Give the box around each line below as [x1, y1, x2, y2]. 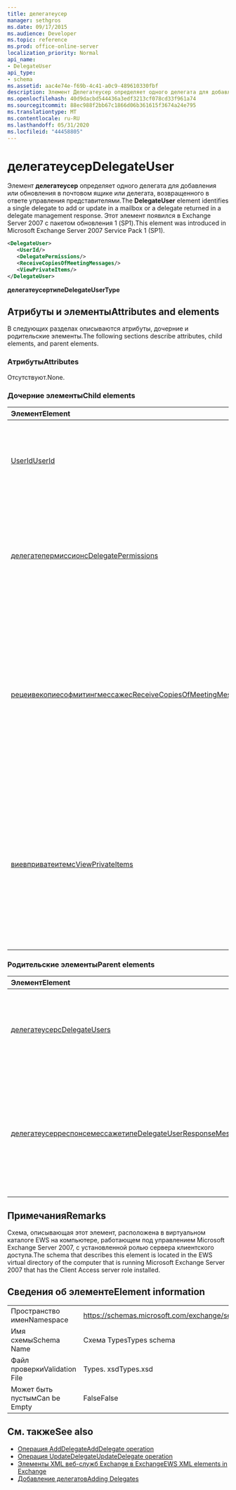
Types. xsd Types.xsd [83, 1364, 153, 1374]
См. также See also [7, 1426, 93, 1438]
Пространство [11, 1306, 60, 1316]
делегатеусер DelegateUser [7, 158, 174, 174]
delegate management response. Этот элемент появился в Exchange [7, 212, 211, 220]
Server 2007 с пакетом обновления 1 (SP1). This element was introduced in [7, 219, 226, 227]
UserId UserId [11, 455, 55, 465]
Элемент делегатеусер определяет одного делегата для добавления [7, 182, 216, 190]
